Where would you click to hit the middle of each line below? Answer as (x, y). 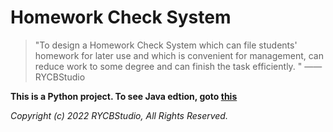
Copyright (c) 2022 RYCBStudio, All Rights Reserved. (119, 115)
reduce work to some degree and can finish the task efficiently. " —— (178, 66)
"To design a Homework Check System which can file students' (166, 45)
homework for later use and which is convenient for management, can (179, 55)
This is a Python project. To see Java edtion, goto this (124, 96)
